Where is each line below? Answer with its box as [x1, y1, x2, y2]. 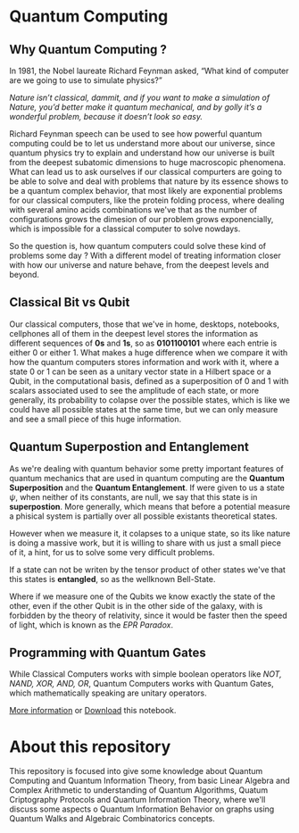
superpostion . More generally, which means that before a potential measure [9, 501, 291, 512]
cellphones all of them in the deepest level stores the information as [9, 328, 259, 338]
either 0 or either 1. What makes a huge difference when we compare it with [9, 346, 288, 358]
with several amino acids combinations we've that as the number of [9, 204, 257, 215]
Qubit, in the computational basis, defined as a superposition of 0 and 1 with [9, 375, 289, 386]
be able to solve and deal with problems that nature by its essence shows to [9, 176, 288, 187]
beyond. [9, 270, 40, 279]
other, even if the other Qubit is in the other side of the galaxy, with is [9, 600, 263, 611]
